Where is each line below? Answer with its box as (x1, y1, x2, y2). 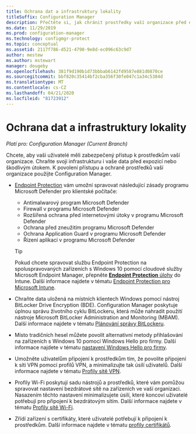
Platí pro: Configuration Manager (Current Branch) (6, 140, 128, 147)
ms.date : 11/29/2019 (6, 25, 57, 31)
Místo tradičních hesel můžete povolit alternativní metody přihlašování (14, 331, 183, 338)
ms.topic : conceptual (6, 42, 59, 47)
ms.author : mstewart (6, 57, 57, 63)
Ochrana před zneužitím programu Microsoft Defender (23, 223, 155, 231)
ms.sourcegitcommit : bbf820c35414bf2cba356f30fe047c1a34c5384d (6, 74, 163, 80)
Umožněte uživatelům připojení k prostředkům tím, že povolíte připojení (14, 355, 187, 362)
